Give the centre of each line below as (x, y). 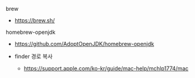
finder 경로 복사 (34, 56)
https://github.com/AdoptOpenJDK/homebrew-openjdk (84, 44)
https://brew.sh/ (35, 20)
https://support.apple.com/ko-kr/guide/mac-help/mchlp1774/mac (106, 68)
